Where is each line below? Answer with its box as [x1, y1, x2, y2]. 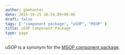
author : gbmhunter [5, 7, 44, 12]
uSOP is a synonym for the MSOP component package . [5, 44, 120, 50]
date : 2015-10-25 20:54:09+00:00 [5, 12, 76, 17]
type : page [5, 30, 28, 35]
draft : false [5, 16, 33, 21]
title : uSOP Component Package [5, 26, 71, 31]
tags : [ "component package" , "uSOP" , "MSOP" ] [5, 21, 107, 26]
